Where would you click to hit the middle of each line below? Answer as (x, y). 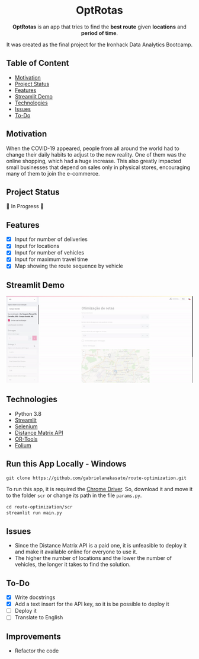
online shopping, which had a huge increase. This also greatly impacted (94, 161)
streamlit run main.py (34, 513)
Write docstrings (35, 597)
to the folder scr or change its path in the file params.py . (74, 495)
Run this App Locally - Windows (66, 464)
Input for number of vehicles (49, 253)
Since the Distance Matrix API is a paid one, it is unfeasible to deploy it (101, 546)
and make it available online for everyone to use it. (76, 552)
